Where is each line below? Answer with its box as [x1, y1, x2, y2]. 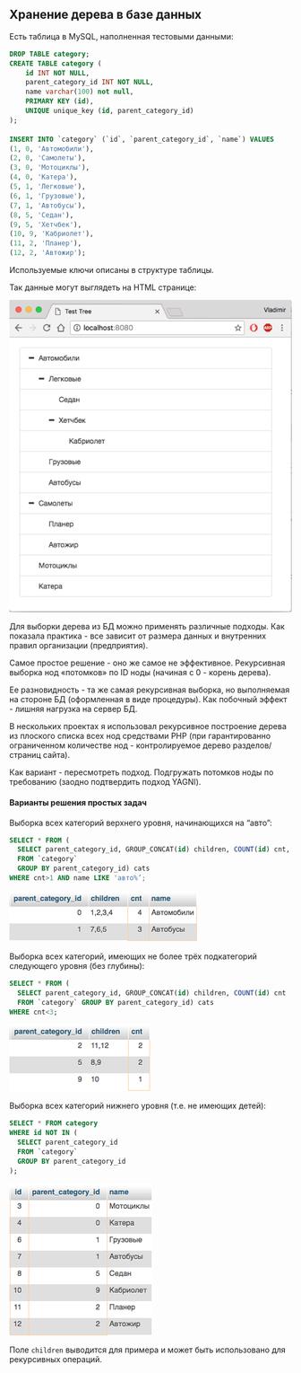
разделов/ [232, 740, 272, 751]
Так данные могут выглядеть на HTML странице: [9, 282, 197, 293]
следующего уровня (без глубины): [9, 960, 145, 971]
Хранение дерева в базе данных [9, 7, 202, 22]
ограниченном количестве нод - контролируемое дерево [9, 740, 231, 751]
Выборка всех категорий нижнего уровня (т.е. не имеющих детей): [9, 1100, 267, 1112]
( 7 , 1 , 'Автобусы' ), [9, 201, 87, 210]
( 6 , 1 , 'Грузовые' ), [9, 191, 87, 200]
